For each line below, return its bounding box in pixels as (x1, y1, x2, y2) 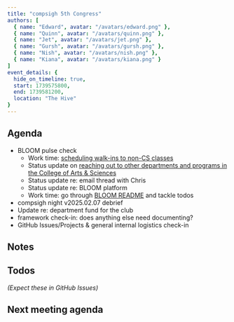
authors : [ (7, 17, 39, 24)
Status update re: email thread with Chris (27, 176, 146, 185)
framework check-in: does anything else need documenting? (17, 213, 194, 222)
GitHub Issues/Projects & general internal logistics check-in (17, 220, 189, 229)
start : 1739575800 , (13, 82, 71, 89)
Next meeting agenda (7, 304, 104, 316)
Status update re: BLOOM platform (27, 183, 128, 192)
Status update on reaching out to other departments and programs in (27, 161, 228, 169)
